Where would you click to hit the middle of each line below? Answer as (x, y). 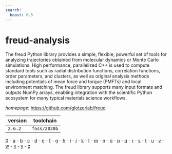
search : (14, 10)
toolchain (45, 121)
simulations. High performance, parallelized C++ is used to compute (78, 65)
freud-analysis (38, 40)
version (17, 121)
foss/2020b (45, 129)
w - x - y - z (18, 146)
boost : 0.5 (22, 15)
